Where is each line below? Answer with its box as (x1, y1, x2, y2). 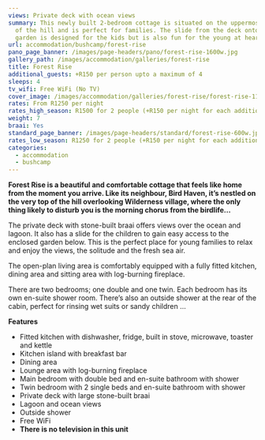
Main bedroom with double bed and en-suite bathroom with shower (19, 374, 240, 384)
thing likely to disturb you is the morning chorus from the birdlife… (8, 205, 231, 215)
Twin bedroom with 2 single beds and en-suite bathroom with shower (19, 382, 246, 392)
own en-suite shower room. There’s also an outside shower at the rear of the (8, 293, 257, 303)
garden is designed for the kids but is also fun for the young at (15, 33, 242, 42)
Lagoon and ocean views (19, 400, 102, 409)
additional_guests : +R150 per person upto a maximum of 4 (8, 70, 203, 78)
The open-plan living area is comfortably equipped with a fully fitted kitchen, (8, 261, 257, 271)
